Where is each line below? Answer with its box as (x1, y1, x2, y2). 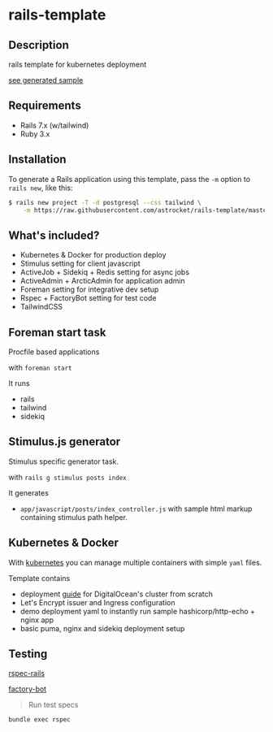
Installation (8, 153, 67, 167)
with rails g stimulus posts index (8, 472, 128, 482)
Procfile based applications (8, 347, 100, 357)
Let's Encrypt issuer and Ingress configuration (19, 597, 175, 607)
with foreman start (8, 363, 72, 372)
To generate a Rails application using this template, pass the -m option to (8, 174, 250, 184)
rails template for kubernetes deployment (8, 59, 147, 69)
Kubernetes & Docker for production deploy (19, 250, 167, 260)
